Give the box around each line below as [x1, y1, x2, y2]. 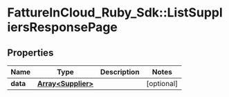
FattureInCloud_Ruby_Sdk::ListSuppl [7, 5, 223, 21]
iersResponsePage [7, 19, 118, 35]
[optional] [146, 79, 178, 88]
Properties [7, 47, 54, 58]
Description [100, 67, 140, 76]
